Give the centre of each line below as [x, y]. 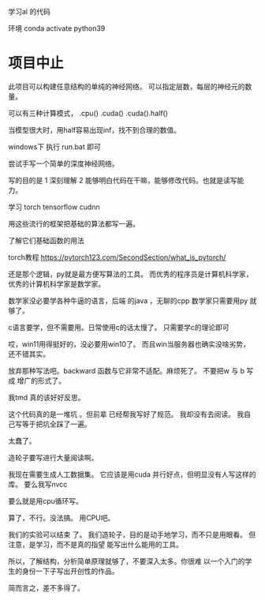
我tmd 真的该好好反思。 [47, 397]
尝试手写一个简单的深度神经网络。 [63, 163]
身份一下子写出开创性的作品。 [70, 571]
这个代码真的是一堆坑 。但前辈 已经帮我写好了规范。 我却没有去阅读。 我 [126, 414]
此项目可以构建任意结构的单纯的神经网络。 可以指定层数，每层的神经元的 [127, 86]
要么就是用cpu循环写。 [45, 501]
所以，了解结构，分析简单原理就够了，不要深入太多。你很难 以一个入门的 [127, 561]
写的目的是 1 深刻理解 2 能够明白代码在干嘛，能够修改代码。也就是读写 [123, 180]
